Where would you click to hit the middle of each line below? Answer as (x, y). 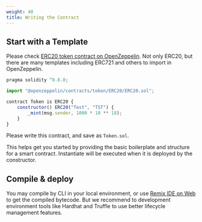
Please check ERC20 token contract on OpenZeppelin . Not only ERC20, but (99, 56)
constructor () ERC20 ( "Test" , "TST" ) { (66, 107)
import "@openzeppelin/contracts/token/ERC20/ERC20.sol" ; (80, 91)
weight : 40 (20, 12)
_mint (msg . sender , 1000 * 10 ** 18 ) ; (75, 113)
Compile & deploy (40, 179)
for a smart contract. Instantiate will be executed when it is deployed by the (99, 153)
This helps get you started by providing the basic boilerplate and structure (98, 147)
